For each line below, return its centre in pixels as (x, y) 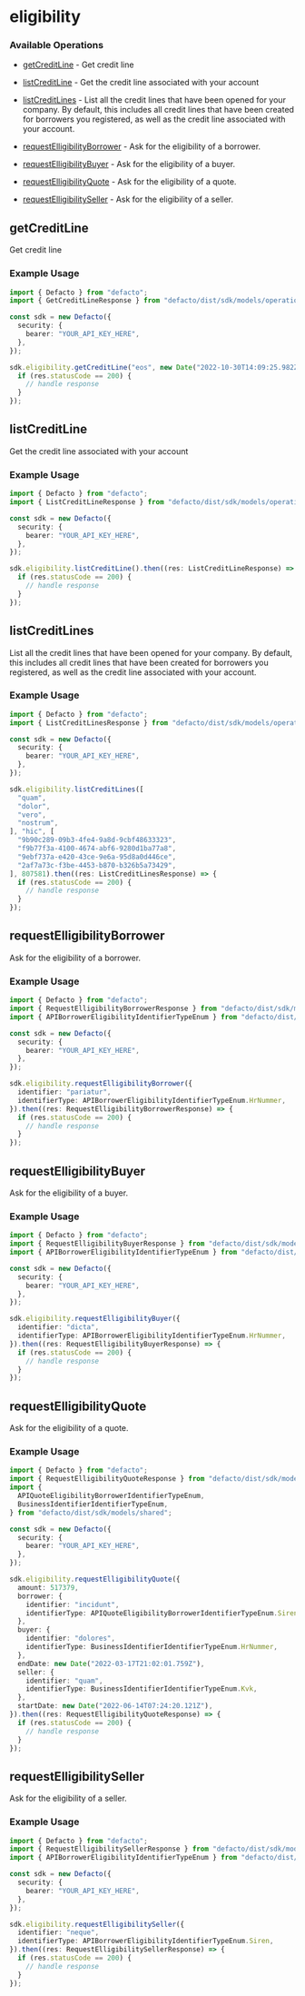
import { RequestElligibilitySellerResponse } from (109, 1849)
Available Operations (57, 45)
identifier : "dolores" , (71, 1639)
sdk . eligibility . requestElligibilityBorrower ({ (101, 1084)
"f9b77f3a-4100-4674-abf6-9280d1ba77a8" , (97, 849)
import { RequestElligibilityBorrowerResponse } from (113, 1009)
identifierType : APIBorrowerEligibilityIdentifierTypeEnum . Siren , (146, 1941)
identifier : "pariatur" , (64, 1092)
